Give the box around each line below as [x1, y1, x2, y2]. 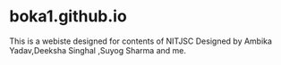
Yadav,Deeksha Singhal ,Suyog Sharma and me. [9, 45, 186, 55]
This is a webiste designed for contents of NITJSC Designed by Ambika [9, 36, 273, 46]
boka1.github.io [9, 6, 127, 27]
